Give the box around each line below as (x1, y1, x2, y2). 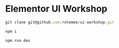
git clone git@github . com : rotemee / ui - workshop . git (5, 20, 114, 25)
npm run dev (5, 38, 30, 43)
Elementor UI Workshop (5, 3, 107, 15)
